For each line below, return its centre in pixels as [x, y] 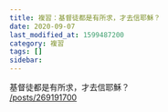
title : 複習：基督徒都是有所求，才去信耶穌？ [85, 18]
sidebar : [26, 60]
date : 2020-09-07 [42, 26]
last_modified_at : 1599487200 [67, 35]
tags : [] [26, 52]
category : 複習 [37, 43]
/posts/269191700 [43, 97]
